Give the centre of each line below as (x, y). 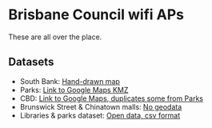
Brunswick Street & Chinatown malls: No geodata (101, 106)
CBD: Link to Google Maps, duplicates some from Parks (112, 98)
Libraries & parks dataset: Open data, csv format (100, 115)
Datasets (31, 62)
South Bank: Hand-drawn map (70, 81)
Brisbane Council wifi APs (96, 15)
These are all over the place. (55, 37)
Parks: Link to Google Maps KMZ (74, 90)
